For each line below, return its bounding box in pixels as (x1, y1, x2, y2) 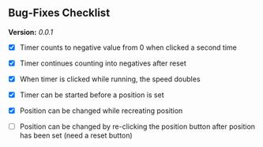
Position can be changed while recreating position (19, 106, 183, 115)
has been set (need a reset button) (19, 130, 133, 141)
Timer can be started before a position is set (19, 90, 164, 100)
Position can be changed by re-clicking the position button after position (19, 122, 255, 131)
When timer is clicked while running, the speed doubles (19, 74, 201, 84)
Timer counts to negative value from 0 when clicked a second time (19, 43, 237, 52)
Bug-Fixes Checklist (8, 6, 111, 20)
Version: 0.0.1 (8, 27, 54, 36)
